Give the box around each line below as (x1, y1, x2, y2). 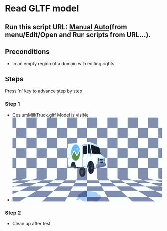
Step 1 (5, 100, 20, 107)
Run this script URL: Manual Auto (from (5, 23, 127, 31)
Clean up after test (12, 220, 51, 226)
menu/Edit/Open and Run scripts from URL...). (5, 30, 151, 39)
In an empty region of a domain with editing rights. (12, 61, 116, 67)
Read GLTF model (5, 3, 79, 14)
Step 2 (5, 209, 21, 216)
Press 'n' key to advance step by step (5, 88, 83, 94)
